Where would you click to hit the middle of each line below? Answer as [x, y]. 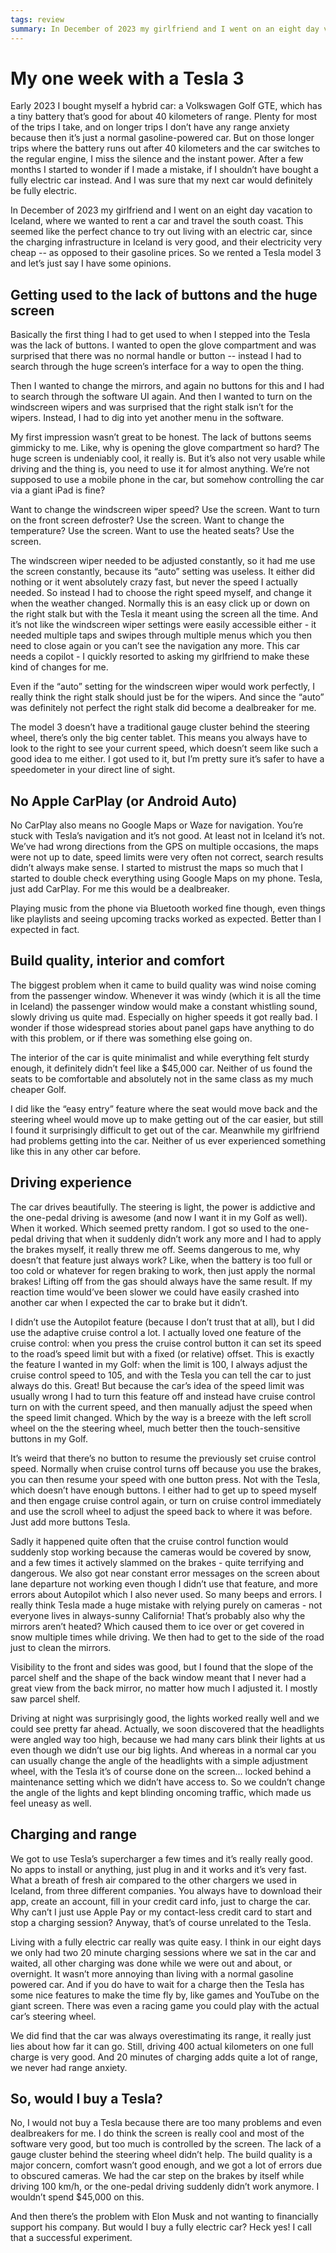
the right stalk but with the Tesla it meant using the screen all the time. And [164, 614]
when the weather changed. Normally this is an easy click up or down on [160, 603]
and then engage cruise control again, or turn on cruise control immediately [166, 1500]
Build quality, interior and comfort [117, 961]
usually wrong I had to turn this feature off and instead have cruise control [163, 1396]
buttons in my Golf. [49, 1438]
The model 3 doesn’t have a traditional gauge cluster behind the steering [160, 727]
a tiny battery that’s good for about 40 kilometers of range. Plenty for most [164, 117]
